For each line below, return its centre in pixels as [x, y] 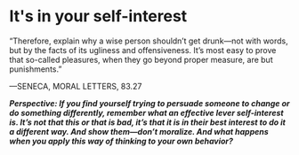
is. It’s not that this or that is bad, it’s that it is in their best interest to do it [148, 122]
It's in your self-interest [98, 16]
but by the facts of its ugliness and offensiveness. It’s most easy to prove [143, 50]
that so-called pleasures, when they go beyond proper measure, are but [141, 59]
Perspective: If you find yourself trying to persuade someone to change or [149, 103]
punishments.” [36, 69]
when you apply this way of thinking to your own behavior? [121, 141]
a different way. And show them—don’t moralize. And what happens [139, 131]
